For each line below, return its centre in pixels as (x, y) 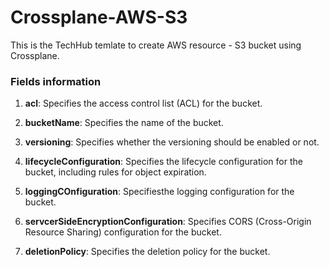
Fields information (56, 81)
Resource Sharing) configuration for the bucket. (123, 232)
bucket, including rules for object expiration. (115, 172)
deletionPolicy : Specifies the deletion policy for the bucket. (147, 252)
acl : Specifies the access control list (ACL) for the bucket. (143, 103)
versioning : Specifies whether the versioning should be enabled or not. (172, 142)
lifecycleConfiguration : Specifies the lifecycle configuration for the (163, 162)
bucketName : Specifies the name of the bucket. (124, 123)
